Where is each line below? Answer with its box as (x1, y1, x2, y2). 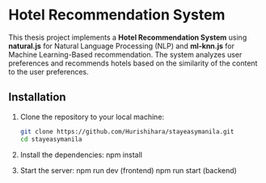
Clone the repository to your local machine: (19, 112, 164, 121)
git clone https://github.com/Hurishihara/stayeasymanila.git (19, 127, 234, 135)
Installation (8, 91, 66, 104)
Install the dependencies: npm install (19, 150, 143, 160)
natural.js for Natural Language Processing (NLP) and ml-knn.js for (8, 40, 234, 50)
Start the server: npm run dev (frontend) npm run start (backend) (19, 165, 237, 175)
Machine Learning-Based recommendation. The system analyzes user (8, 49, 243, 59)
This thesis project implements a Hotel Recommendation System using (8, 32, 247, 42)
